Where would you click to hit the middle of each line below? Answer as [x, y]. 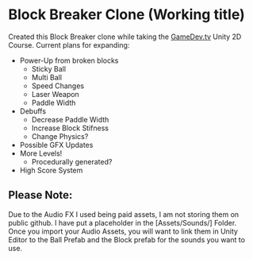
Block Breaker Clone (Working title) [127, 15]
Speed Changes [58, 86]
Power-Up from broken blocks [69, 60]
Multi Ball [46, 77]
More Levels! [41, 153]
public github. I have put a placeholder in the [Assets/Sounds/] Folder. [123, 222]
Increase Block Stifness [70, 128]
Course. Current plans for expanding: [69, 44]
